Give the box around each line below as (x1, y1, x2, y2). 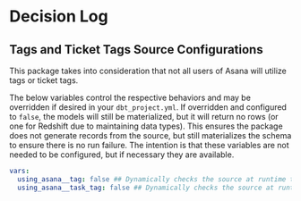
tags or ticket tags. (9, 75, 79, 86)
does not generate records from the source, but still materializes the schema (9, 130, 292, 140)
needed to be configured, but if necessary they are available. (9, 149, 235, 160)
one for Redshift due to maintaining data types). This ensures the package (9, 121, 284, 131)
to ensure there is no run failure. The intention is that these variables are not (9, 140, 289, 150)
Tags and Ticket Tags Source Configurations (9, 42, 263, 57)
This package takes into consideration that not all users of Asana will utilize (9, 65, 287, 76)
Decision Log (9, 6, 109, 27)
